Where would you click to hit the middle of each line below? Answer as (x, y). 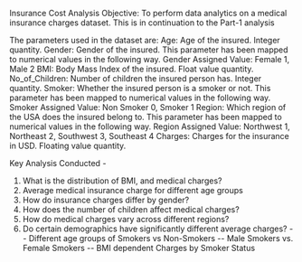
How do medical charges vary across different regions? (126, 219)
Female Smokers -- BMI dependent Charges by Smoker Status (139, 248)
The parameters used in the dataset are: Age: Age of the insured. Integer (145, 40)
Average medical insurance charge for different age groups (133, 190)
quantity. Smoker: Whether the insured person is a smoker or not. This (140, 88)
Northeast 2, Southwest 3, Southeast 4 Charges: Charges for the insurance (149, 136)
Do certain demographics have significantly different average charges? (155, 229)
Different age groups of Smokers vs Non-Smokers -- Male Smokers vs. (161, 238)
